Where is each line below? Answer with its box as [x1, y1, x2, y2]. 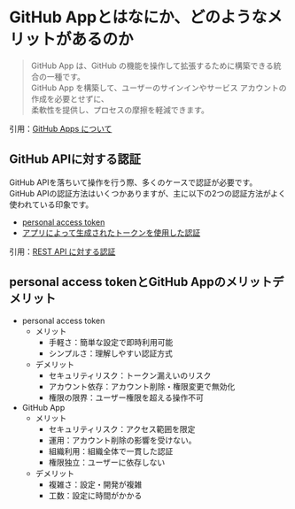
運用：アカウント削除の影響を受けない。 [48, 435, 197, 445]
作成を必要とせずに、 [30, 93, 109, 104]
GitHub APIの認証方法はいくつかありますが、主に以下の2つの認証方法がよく [9, 188, 286, 198]
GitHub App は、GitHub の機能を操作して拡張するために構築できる [30, 60, 275, 71]
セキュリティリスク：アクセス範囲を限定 [48, 423, 196, 434]
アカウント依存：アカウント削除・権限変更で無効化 [48, 381, 236, 391]
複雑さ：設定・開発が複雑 [48, 479, 143, 490]
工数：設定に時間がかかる [48, 490, 143, 500]
